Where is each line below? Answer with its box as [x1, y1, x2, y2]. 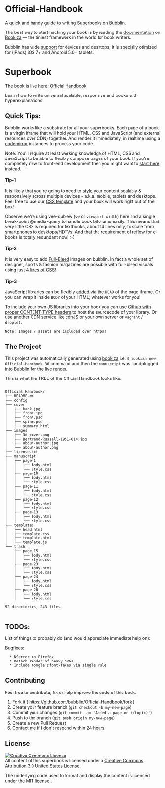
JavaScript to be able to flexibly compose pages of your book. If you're [5, 155, 149, 161]
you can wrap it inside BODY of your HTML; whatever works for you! [5, 294, 141, 300]
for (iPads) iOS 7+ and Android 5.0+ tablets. [5, 49, 94, 55]
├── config [5, 398, 28, 403]
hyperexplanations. [5, 97, 44, 103]
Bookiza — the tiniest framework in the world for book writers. [5, 34, 132, 40]
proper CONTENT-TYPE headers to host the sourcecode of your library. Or [5, 309, 157, 315]
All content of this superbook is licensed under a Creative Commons [5, 757, 144, 763]
